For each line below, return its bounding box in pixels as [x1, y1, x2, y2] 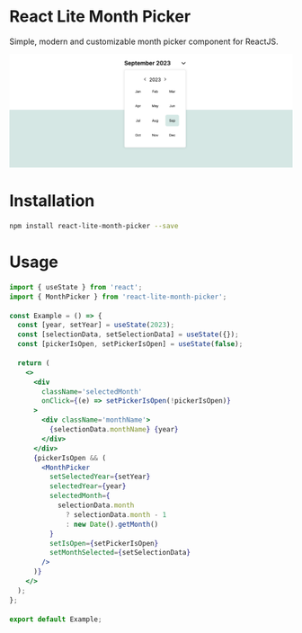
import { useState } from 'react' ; [9, 282, 143, 291]
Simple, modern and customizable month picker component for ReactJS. [9, 36, 279, 47]
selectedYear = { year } [49, 482, 127, 491]
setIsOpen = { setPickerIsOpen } [49, 539, 159, 548]
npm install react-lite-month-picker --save [9, 222, 179, 231]
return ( [17, 358, 50, 368]
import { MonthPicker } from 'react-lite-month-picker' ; [9, 292, 227, 301]
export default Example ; [9, 614, 102, 624]
